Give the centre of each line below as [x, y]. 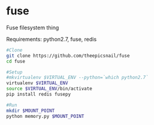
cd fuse [16, 61]
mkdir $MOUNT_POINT [31, 111]
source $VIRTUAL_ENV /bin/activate [49, 89]
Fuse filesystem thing [33, 28]
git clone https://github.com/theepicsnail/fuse [68, 56]
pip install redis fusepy [38, 94]
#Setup [14, 72]
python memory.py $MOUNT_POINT [45, 116]
